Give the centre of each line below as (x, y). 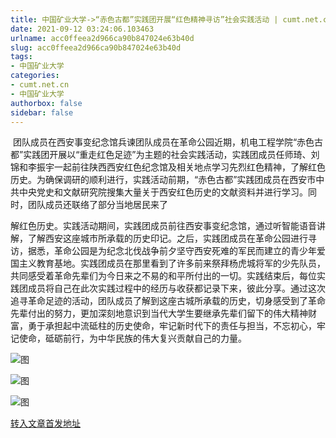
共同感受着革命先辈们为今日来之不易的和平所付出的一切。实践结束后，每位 (163, 276)
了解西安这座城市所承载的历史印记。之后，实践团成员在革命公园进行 (167, 238)
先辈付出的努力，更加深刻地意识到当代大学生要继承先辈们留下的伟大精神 (159, 313)
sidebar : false (42, 112)
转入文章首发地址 (45, 423)
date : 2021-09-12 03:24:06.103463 (82, 29)
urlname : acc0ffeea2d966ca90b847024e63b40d (102, 38)
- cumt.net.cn (40, 85)
